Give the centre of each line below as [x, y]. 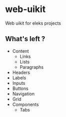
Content [21, 51]
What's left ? [25, 39]
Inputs [19, 83]
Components [26, 104]
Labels [19, 78]
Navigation [23, 93]
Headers [21, 72]
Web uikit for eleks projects [33, 23]
